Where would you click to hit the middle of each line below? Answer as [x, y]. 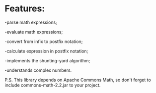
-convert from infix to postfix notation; [44, 41]
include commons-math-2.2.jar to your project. [53, 85]
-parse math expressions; [31, 22]
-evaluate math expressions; [34, 32]
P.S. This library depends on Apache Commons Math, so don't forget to [78, 80]
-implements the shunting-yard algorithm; [47, 60]
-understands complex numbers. [38, 70]
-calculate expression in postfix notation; [46, 51]
